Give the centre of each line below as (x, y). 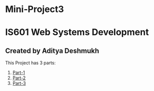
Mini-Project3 (35, 9)
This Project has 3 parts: (31, 63)
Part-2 (19, 78)
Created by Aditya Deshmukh (52, 51)
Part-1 (19, 73)
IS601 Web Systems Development (77, 32)
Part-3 (19, 83)
